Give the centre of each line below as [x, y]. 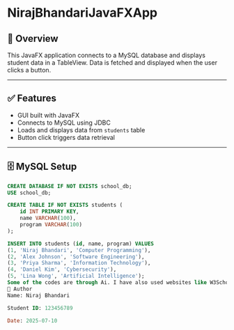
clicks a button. [29, 70]
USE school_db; [29, 193]
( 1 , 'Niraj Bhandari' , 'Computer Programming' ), [79, 250]
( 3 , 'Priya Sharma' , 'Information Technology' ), [79, 263]
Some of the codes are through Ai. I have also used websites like [107, 283]
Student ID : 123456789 [40, 308]
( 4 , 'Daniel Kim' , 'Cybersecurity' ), [62, 269]
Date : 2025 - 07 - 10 [32, 321]
